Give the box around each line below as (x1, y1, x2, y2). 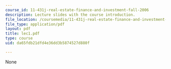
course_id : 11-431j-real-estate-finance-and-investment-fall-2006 (5, 7, 149, 13)
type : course (5, 36, 33, 41)
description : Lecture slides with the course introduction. (5, 12, 136, 17)
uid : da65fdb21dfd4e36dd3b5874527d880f (5, 41, 90, 46)
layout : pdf (5, 26, 31, 31)
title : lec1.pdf (5, 31, 40, 36)
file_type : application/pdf (5, 21, 65, 27)
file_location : (5, 17, 38, 22)
